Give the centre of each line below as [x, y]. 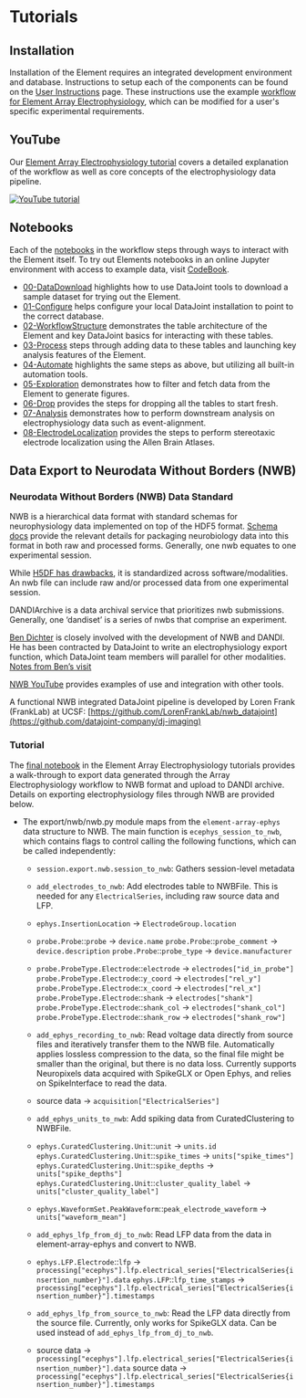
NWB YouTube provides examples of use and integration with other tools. [147, 684]
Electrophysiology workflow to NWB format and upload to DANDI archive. [147, 784]
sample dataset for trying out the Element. [102, 296]
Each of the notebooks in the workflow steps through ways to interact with [149, 249]
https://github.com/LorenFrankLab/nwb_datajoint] [184, 712]
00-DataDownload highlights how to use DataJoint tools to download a [155, 287]
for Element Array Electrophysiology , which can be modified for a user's [144, 101]
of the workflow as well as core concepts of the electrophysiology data [143, 172]
